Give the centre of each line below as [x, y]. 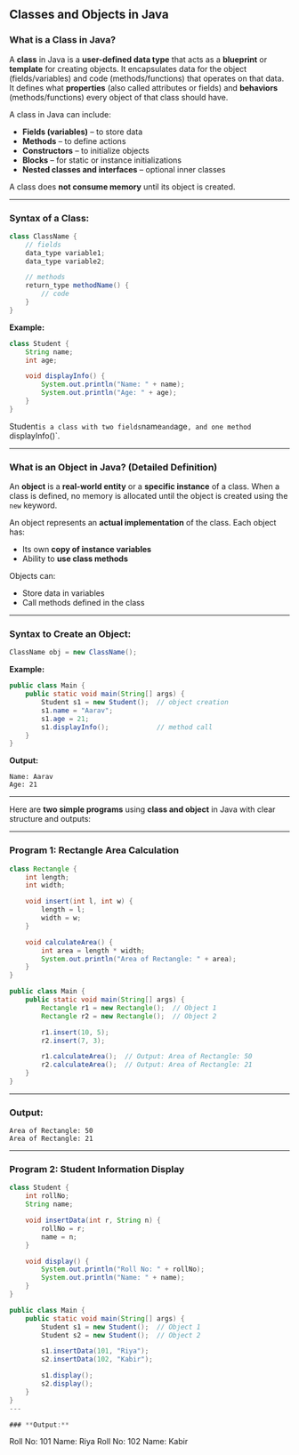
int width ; [45, 885]
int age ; [41, 360]
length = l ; [64, 910]
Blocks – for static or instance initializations [102, 160]
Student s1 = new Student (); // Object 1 [121, 1327]
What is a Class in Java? [63, 40]
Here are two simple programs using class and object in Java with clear [142, 809]
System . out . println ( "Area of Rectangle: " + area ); [139, 959]
